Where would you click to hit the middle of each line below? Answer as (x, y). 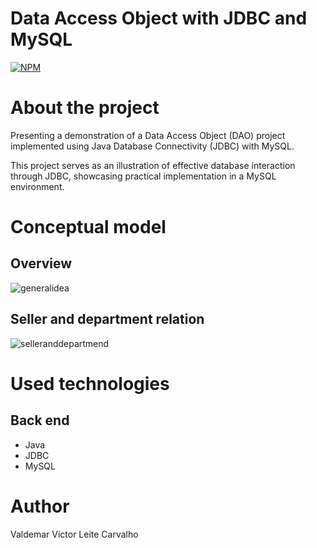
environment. (37, 186)
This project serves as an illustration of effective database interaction (153, 165)
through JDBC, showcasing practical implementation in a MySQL (143, 176)
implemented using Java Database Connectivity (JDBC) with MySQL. (152, 146)
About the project (85, 108)
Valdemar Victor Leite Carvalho (74, 534)
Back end (40, 420)
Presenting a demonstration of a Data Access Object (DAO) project (148, 135)
